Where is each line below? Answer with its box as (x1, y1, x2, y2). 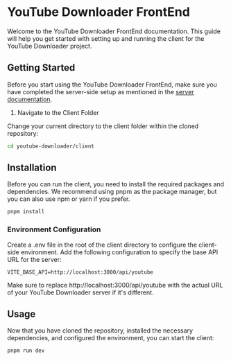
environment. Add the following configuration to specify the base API (20, 247, 219, 256)
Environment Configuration (7, 224, 101, 234)
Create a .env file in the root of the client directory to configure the (7, 240, 198, 249)
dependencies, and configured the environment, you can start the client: (7, 334, 214, 342)
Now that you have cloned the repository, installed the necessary (7, 326, 193, 335)
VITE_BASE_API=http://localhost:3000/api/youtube (7, 268, 154, 276)
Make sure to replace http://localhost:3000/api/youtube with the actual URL (7, 281, 223, 289)
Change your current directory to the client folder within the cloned (7, 122, 199, 130)
